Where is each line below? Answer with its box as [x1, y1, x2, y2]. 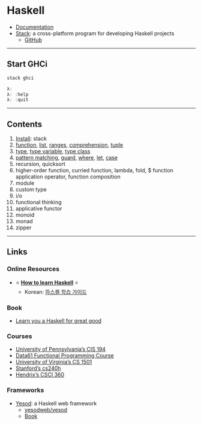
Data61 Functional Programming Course [15, 352, 114, 359]
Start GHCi [7, 59, 48, 69]
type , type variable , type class [15, 148, 91, 155]
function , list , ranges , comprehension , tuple [15, 141, 123, 148]
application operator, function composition [15, 173, 120, 180]
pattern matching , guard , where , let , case [15, 154, 118, 162]
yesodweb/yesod [24, 406, 68, 413]
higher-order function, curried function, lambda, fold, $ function [15, 167, 173, 174]
